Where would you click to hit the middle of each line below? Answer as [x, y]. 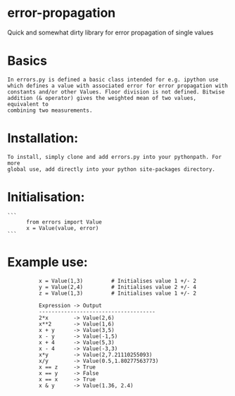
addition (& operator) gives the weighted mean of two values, [102, 98]
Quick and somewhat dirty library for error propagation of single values [110, 32]
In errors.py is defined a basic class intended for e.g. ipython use [113, 79]
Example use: [47, 262]
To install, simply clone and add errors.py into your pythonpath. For [114, 157]
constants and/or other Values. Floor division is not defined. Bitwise [116, 92]
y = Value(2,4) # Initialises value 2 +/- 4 [118, 287]
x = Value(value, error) [62, 228]
